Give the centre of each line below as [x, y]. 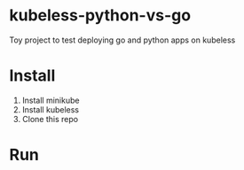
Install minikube [51, 100]
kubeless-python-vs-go [100, 15]
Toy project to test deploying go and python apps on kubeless [122, 40]
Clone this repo [50, 119]
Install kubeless [51, 109]
